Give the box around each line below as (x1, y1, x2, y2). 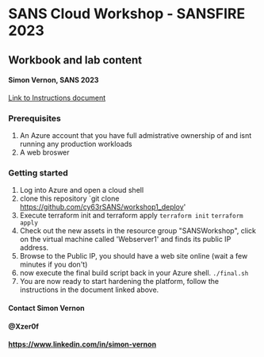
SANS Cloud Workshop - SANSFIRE (8, 5, 246, 23)
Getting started (8, 167, 69, 178)
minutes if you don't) (19, 259, 88, 270)
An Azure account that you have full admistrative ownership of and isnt (19, 131, 252, 140)
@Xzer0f (8, 321, 40, 331)
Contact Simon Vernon (8, 303, 85, 313)
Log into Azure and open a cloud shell (19, 186, 144, 195)
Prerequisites (8, 113, 61, 124)
